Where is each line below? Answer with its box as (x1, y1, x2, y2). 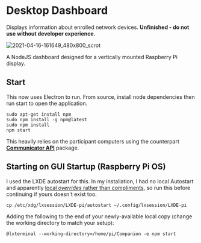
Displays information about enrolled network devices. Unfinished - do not (6, 24, 190, 31)
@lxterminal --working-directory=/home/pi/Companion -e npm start (6, 230, 176, 237)
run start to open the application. (6, 99, 88, 107)
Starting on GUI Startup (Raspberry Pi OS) (6, 162, 166, 172)
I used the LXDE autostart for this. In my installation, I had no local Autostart (6, 177, 194, 185)
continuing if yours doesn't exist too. (6, 191, 97, 198)
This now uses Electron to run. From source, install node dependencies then (6, 93, 196, 100)
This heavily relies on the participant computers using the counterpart (6, 137, 179, 145)
